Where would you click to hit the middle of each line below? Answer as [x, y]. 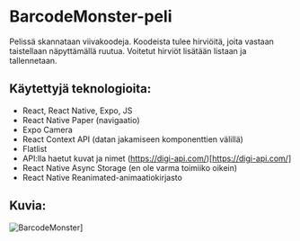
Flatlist [35, 148]
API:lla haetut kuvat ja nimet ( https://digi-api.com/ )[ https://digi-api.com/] [157, 158]
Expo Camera [48, 129]
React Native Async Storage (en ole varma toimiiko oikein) [130, 167]
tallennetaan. [33, 60]
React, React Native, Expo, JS [77, 111]
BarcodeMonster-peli [91, 17]
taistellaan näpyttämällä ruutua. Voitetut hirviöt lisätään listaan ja [128, 50]
